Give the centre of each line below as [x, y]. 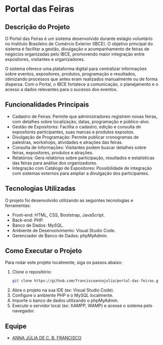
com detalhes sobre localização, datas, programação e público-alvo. [81, 121]
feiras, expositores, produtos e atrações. [53, 152]
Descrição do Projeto [37, 27]
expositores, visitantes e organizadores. [45, 59]
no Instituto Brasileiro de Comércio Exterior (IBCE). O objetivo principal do [79, 44]
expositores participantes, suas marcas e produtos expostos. [73, 132]
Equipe [16, 326]
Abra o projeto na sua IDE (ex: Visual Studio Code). [63, 290]
